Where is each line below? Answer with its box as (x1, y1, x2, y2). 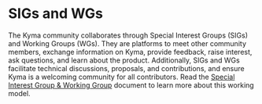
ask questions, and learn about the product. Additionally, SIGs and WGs (8, 56, 240, 65)
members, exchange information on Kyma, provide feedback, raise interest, (8, 47, 253, 56)
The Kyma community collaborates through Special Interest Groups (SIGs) (8, 30, 249, 40)
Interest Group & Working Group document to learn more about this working (8, 80, 254, 90)
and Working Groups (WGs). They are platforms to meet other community (8, 38, 246, 48)
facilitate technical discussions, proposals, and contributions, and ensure (8, 63, 245, 73)
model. (8, 88, 31, 98)
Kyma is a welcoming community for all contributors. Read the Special (8, 72, 235, 81)
